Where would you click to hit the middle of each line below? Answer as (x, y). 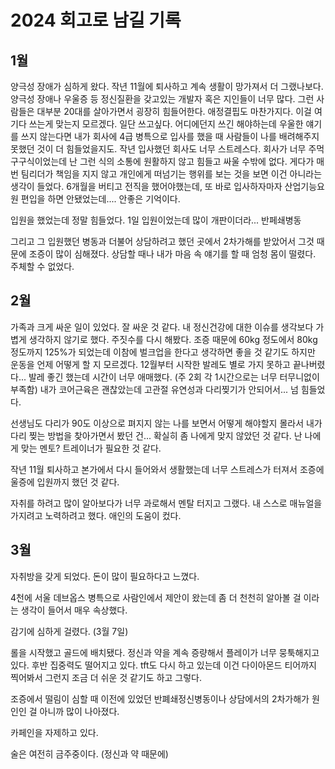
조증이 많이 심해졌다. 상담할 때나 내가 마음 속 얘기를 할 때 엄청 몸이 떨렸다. (172, 254)
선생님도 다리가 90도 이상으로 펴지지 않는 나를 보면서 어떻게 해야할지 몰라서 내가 (166, 423)
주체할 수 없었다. (42, 266)
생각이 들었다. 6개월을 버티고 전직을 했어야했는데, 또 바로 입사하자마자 (146, 186)
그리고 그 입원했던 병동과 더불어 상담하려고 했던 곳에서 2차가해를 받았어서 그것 (162, 241)
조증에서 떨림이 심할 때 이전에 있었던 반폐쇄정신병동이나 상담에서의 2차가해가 (160, 698)
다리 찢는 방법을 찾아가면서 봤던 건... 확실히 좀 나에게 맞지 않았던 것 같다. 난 (156, 435)
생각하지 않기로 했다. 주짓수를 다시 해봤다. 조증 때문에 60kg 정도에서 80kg (173, 339)
